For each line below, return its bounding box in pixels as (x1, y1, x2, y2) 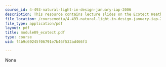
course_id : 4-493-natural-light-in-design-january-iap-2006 (5, 7, 132, 12)
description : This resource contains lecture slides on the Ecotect (5, 12, 149, 17)
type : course (5, 35, 32, 40)
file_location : (5, 16, 37, 21)
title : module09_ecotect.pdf (5, 30, 65, 35)
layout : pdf (5, 26, 30, 31)
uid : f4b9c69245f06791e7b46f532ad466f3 (5, 39, 87, 44)
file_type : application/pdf (5, 21, 63, 26)
